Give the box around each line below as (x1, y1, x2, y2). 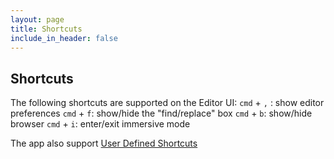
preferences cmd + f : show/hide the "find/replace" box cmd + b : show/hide (10, 107, 313, 120)
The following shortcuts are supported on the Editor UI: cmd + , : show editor (10, 97, 325, 109)
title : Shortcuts (10, 24, 83, 34)
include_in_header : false (10, 33, 118, 43)
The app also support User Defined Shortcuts (10, 137, 198, 150)
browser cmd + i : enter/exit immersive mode (10, 118, 191, 130)
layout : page (10, 14, 65, 25)
